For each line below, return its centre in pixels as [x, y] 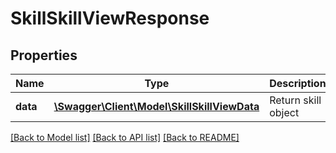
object [284, 112]
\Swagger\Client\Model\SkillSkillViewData [156, 106]
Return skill [295, 100]
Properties [44, 55]
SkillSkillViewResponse [110, 18]
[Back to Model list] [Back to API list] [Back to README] [125, 137]
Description [298, 83]
